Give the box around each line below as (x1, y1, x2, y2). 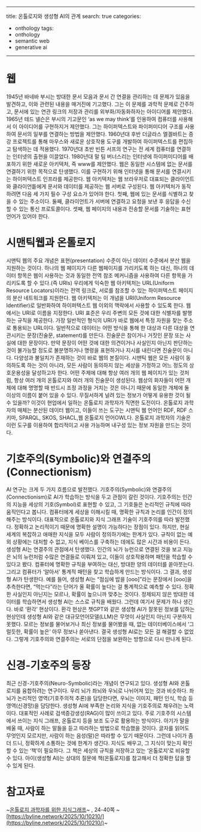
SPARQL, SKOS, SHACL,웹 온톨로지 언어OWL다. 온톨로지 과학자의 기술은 (19, 414, 191, 421)
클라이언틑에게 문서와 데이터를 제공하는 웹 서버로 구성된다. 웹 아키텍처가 (12, 183, 181, 190)
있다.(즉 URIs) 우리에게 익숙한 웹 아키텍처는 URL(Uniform (39, 279, 175, 286)
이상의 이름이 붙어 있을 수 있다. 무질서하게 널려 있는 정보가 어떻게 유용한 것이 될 (6, 391, 191, 399)
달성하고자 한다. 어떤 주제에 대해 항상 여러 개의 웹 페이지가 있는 (32, 369, 178, 376)
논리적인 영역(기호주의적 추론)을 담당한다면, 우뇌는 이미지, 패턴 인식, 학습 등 (17, 694, 193, 702)
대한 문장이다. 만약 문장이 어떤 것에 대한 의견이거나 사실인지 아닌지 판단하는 (17, 339, 193, 346)
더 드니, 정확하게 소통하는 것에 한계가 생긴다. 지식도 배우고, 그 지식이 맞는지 (6, 739, 181, 746)
